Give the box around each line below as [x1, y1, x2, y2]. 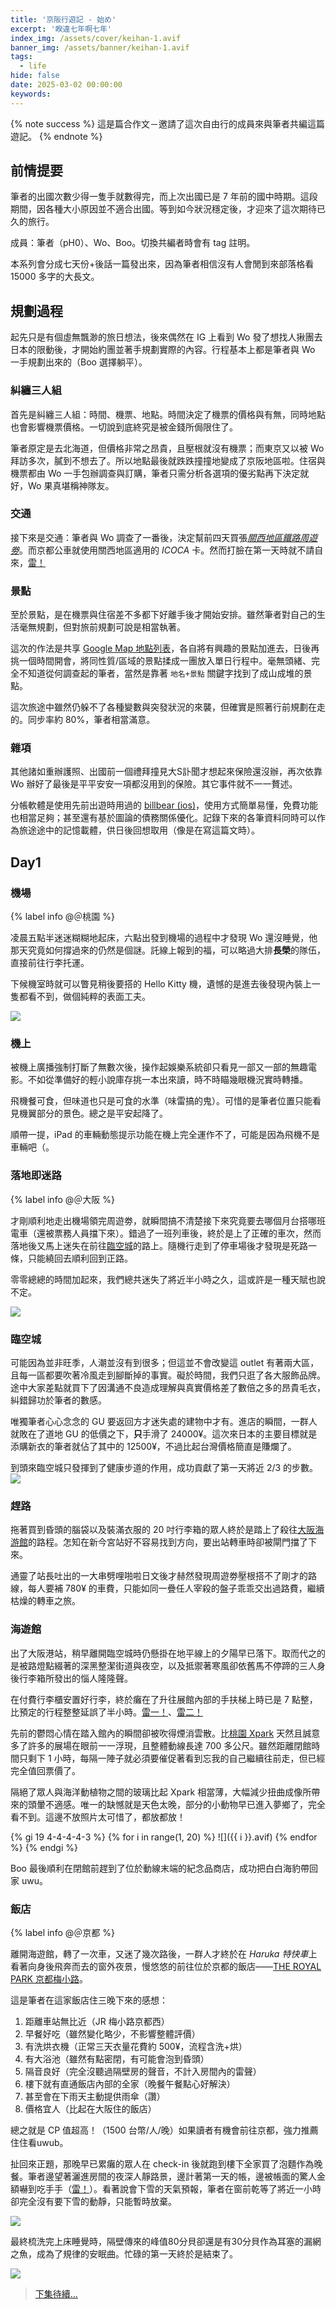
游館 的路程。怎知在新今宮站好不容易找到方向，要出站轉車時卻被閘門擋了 [10, 1536, 308, 1548]
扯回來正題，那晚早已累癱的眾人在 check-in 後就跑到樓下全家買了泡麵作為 [10, 2157, 315, 2170]
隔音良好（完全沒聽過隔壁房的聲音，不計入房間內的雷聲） [24, 2065, 262, 2077]
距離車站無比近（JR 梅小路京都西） [24, 2015, 170, 2027]
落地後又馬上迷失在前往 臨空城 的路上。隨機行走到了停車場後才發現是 [10, 1239, 291, 1251]
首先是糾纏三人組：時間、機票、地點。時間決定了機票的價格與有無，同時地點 [10, 408, 326, 420]
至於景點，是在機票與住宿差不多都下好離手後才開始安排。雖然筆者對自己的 [10, 609, 317, 621]
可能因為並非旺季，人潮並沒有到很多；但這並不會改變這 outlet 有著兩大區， [10, 1357, 320, 1369]
